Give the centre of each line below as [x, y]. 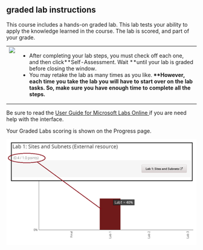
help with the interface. [35, 119]
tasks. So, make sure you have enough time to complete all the [110, 88]
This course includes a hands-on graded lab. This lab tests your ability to [97, 24]
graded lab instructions [51, 10]
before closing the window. [63, 68]
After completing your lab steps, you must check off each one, [107, 55]
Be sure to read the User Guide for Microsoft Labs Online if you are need [97, 113]
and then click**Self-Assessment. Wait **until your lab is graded [111, 62]
